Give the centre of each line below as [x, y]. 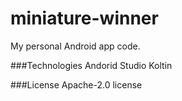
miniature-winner [84, 18]
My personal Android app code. [75, 46]
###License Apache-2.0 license [76, 84]
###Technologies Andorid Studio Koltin [91, 65]
